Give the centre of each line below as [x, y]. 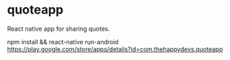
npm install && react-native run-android [63, 42]
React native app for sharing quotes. [58, 29]
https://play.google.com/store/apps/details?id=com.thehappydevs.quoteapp [115, 49]
